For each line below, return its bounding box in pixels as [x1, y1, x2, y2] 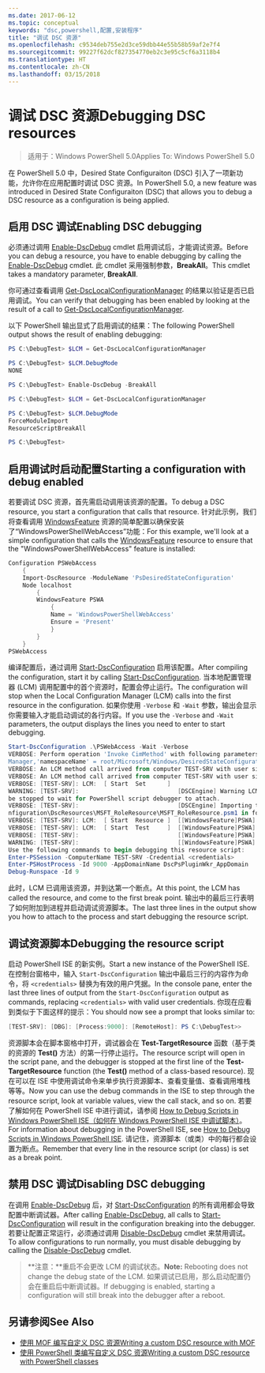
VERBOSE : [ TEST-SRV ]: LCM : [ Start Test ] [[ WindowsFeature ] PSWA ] [8, 824, 256, 832]
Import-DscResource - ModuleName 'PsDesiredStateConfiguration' [22, 574, 235, 581]
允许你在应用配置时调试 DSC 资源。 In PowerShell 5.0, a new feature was [21, 178, 258, 187]
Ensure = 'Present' [50, 618, 114, 626]
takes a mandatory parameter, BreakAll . [8, 269, 138, 279]
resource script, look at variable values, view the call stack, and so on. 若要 [8, 1096, 252, 1105]
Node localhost [22, 581, 73, 589]
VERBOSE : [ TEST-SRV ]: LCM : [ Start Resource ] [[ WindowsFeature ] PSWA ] [8, 817, 256, 825]
